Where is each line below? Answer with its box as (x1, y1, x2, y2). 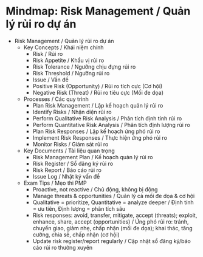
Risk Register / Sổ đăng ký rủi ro (32, 160, 114, 167)
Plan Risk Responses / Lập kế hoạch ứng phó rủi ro (32, 128, 160, 135)
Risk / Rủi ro (32, 50, 63, 57)
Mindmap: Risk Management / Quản (5, 4, 191, 18)
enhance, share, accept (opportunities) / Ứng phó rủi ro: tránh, (32, 218, 189, 225)
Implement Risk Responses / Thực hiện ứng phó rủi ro (32, 134, 168, 141)
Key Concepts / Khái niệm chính (23, 44, 104, 51)
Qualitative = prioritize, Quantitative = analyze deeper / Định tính (32, 199, 194, 206)
